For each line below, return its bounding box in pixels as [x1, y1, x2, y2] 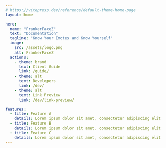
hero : [5, 21, 17, 27]
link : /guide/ [18, 69, 50, 74]
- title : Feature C [10, 130, 52, 135]
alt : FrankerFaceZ [14, 50, 54, 55]
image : [10, 40, 24, 46]
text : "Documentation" [10, 31, 58, 36]
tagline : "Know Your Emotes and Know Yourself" [10, 36, 113, 41]
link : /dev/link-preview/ [18, 97, 74, 103]
